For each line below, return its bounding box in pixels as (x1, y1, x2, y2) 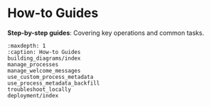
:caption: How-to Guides (7, 48, 81, 55)
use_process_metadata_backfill (7, 80, 100, 87)
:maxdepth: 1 (7, 42, 46, 49)
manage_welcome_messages (7, 67, 81, 74)
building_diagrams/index (7, 55, 81, 62)
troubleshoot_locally (7, 85, 72, 93)
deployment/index (7, 92, 59, 99)
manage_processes (7, 60, 59, 68)
